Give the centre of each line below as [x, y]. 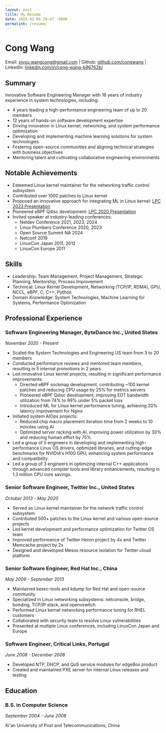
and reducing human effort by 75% [55, 437]
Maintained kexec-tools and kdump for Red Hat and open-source [79, 589]
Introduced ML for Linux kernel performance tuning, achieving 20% [88, 406]
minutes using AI [37, 427]
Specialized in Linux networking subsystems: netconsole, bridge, [79, 599]
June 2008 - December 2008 [35, 655]
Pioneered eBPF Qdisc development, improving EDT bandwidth [84, 395]
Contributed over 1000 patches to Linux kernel [60, 196]
